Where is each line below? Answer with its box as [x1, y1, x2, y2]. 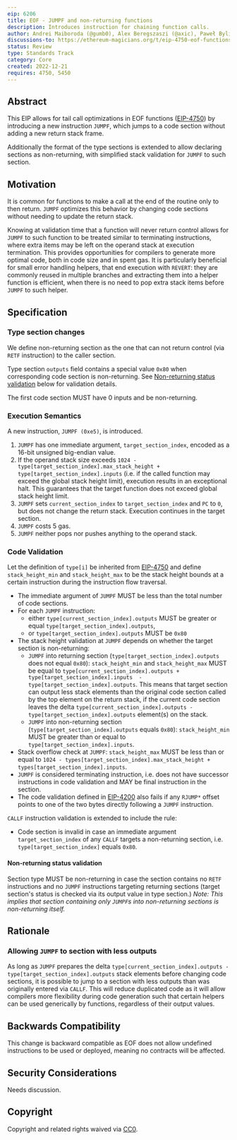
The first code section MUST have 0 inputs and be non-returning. [7, 393, 197, 402]
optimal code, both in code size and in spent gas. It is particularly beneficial [7, 256, 227, 265]
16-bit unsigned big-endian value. [17, 448, 116, 457]
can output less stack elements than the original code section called [28, 688, 226, 696]
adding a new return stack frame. [7, 129, 104, 138]
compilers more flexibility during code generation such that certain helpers [7, 992, 224, 1001]
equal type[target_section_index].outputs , [28, 622, 156, 630]
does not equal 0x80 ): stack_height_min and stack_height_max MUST [28, 659, 227, 668]
